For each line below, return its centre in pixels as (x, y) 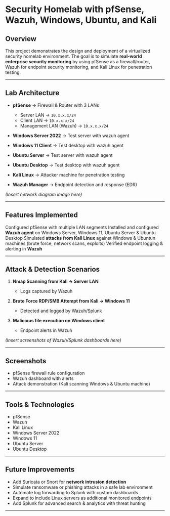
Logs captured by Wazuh (46, 291)
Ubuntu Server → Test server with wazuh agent (62, 155)
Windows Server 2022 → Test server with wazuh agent (71, 136)
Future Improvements (40, 470)
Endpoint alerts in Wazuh (46, 330)
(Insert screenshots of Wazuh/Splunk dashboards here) (63, 340)
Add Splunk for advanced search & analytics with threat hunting (79, 503)
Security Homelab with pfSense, (75, 9)
